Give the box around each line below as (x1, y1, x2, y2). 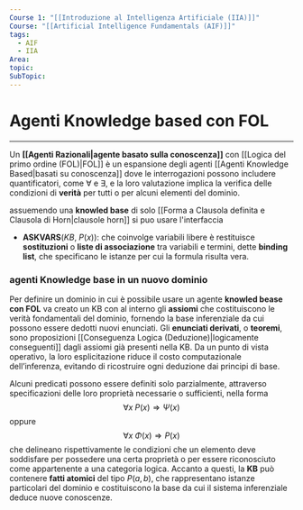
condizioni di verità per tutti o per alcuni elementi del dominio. (9, 187, 241, 198)
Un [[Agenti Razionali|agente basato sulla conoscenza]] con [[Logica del (9, 149, 287, 159)
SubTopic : (9, 72, 47, 81)
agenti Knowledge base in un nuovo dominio (9, 273, 208, 286)
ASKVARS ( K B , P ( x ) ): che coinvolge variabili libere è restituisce (22, 232, 255, 242)
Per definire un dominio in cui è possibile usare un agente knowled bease (9, 294, 283, 305)
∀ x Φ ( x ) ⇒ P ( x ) (123, 430, 180, 441)
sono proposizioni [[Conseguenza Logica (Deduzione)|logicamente (9, 332, 259, 342)
